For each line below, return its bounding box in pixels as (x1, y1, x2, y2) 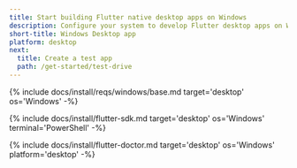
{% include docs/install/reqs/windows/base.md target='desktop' (9, 86, 245, 97)
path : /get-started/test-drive (17, 63, 133, 72)
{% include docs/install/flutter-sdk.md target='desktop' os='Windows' (9, 112, 265, 124)
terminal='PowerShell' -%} (9, 122, 106, 133)
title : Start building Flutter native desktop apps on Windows (9, 12, 247, 22)
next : (9, 46, 29, 55)
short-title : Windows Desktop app (9, 29, 137, 38)
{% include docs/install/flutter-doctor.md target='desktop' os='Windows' (9, 139, 276, 150)
